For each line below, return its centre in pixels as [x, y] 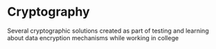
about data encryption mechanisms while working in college [93, 37]
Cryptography [48, 12]
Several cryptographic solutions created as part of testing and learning [108, 31]
